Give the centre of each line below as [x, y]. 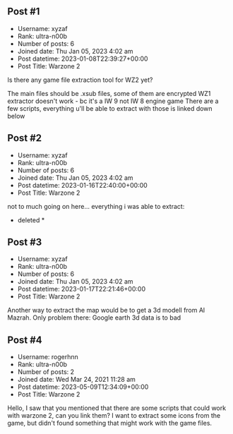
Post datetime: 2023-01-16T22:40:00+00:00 [83, 185]
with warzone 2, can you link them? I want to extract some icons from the [114, 416]
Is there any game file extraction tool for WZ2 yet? [80, 80]
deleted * [31, 220]
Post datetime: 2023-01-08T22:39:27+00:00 [83, 59]
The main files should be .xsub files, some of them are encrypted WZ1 [109, 93]
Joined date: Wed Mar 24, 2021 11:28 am [77, 380]
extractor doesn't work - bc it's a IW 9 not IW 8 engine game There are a [113, 101]
